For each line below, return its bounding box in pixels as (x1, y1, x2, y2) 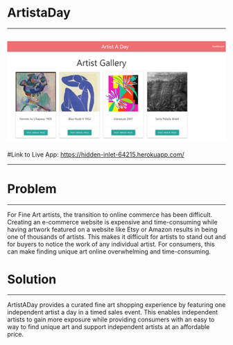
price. (7, 330, 24, 339)
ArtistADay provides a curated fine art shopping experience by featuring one (7, 301, 226, 309)
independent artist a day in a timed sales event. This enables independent (7, 308, 218, 317)
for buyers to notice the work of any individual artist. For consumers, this (7, 240, 215, 248)
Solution (7, 272, 57, 287)
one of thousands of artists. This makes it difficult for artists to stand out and (7, 232, 226, 240)
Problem (7, 181, 57, 197)
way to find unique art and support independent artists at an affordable (7, 323, 210, 331)
